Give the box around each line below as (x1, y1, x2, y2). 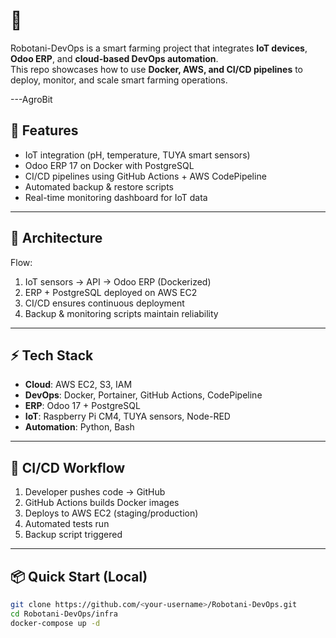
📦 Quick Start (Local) (10, 568, 148, 585)
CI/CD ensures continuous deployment (24, 297, 185, 309)
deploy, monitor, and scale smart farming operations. (10, 74, 228, 86)
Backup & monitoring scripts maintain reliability (24, 307, 219, 319)
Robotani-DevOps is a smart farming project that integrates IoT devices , (10, 42, 308, 54)
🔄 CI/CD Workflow (10, 459, 126, 476)
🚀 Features (10, 122, 79, 139)
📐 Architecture (10, 230, 103, 247)
